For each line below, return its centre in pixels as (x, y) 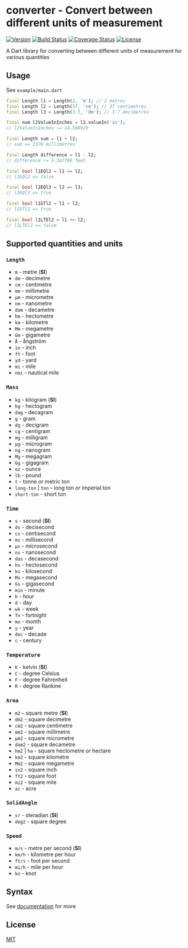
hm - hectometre (34, 316)
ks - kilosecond (33, 571)
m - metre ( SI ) (31, 272)
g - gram (25, 418)
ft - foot (25, 354)
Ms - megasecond (36, 577)
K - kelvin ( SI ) (31, 667)
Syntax (20, 892)
